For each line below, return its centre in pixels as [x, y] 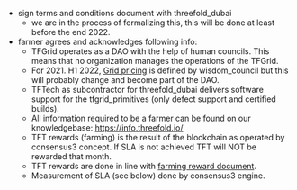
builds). [45, 109]
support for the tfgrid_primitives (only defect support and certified [153, 99]
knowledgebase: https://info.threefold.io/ [107, 128]
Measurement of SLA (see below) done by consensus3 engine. [148, 176]
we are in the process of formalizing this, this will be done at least [153, 23]
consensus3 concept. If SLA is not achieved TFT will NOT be [144, 147]
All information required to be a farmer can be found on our [141, 118]
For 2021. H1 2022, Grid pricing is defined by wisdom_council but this [160, 70]
